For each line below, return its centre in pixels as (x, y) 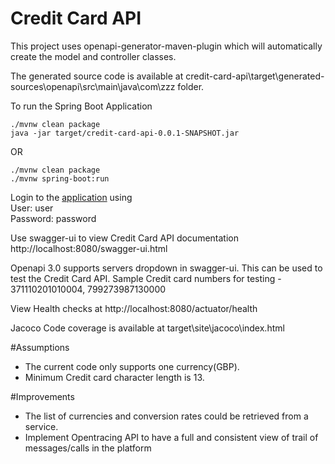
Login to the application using (71, 197)
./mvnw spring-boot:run (60, 178)
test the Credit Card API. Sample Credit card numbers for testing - (146, 278)
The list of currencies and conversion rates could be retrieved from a (166, 416)
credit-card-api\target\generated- (255, 76)
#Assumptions (40, 347)
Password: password (53, 218)
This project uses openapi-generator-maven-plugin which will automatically (166, 46)
